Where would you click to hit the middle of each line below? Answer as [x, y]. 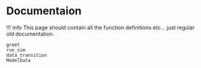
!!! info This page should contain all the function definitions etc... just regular [100, 27]
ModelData [19, 60]
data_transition [26, 55]
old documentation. [30, 33]
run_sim [16, 50]
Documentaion [44, 11]
